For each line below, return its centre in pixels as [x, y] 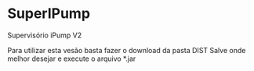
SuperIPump [49, 14]
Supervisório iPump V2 [45, 35]
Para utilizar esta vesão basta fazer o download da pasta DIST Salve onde [127, 50]
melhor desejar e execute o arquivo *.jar [72, 59]
